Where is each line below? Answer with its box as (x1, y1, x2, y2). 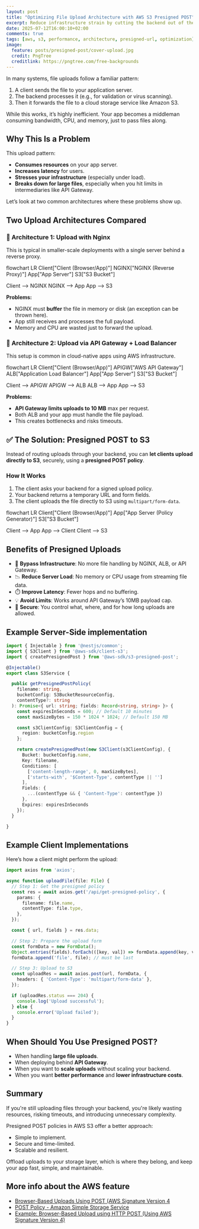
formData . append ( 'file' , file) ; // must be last (11, 954, 134, 960)
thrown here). (14, 311, 49, 319)
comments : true (6, 31, 44, 37)
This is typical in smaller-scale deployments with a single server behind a (6, 247, 185, 253)
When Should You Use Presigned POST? (6, 1036, 158, 1047)
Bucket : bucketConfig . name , (21, 752, 92, 758)
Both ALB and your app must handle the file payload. (14, 411, 144, 418)
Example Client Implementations (6, 840, 129, 850)
